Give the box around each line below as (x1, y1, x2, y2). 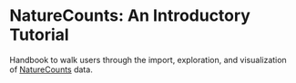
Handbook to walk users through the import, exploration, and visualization (9, 54, 287, 65)
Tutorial (9, 24, 70, 45)
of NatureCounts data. (9, 64, 93, 75)
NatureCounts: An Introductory (9, 5, 250, 26)
